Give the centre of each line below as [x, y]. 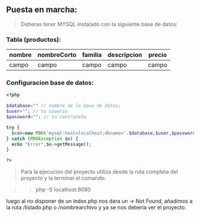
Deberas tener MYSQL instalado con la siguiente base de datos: [99, 24]
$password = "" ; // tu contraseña [46, 117]
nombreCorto [57, 55]
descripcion [125, 55]
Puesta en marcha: [42, 10]
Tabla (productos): [34, 39]
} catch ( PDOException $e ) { [42, 139]
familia [92, 55]
